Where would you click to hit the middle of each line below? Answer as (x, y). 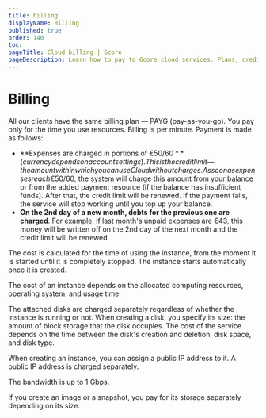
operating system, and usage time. (65, 293)
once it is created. (38, 270)
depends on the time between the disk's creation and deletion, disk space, (130, 334)
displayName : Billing (44, 23)
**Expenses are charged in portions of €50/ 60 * (99, 153)
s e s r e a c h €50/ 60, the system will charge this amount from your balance (136, 178)
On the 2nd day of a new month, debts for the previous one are (125, 212)
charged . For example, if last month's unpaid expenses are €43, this (131, 221)
